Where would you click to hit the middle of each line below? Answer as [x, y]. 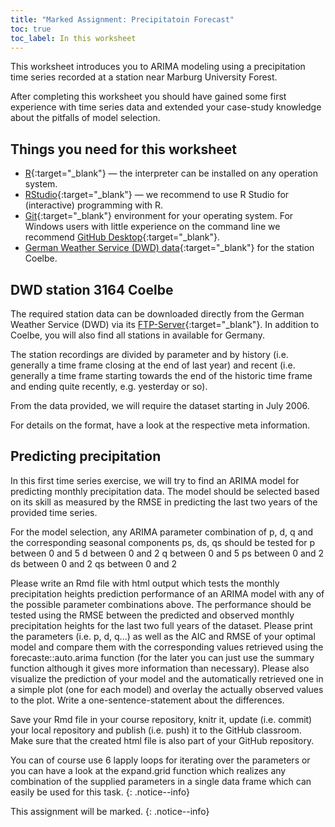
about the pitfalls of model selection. [85, 118]
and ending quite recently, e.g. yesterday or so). [109, 386]
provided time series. [54, 512]
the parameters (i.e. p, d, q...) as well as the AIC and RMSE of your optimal [163, 636]
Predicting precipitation [86, 456]
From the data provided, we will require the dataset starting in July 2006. [160, 405]
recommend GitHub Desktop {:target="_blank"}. [122, 237]
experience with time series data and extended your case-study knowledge [166, 107]
